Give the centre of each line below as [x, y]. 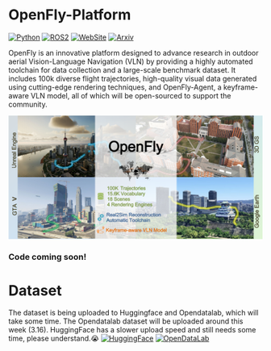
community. [28, 104]
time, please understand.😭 [54, 338]
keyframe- [241, 87]
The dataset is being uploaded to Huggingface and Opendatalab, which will [133, 313]
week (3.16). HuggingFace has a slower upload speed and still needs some [132, 330]
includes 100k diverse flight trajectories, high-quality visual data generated [133, 78]
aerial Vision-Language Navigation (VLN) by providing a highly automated [131, 61]
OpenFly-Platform [70, 15]
